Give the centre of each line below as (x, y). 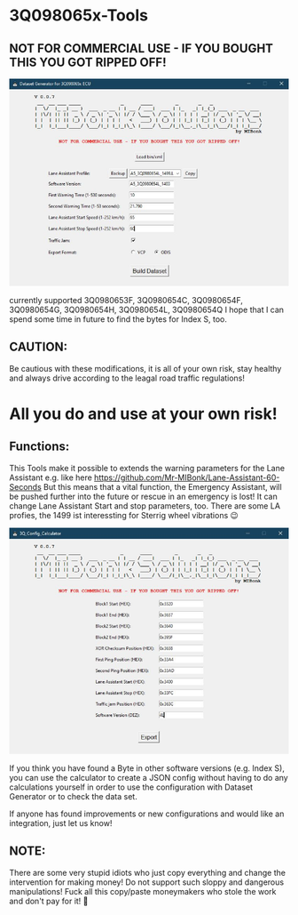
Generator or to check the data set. (73, 796)
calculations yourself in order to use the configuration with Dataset (131, 787)
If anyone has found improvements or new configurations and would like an (147, 814)
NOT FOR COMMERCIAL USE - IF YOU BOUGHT (141, 48)
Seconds (25, 486)
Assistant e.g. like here (51, 478)
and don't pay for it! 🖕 (49, 901)
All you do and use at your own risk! (143, 413)
